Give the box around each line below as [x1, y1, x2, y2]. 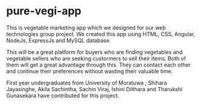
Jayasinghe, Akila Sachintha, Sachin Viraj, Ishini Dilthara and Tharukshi [6, 85, 183, 92]
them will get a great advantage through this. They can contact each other [6, 61, 191, 68]
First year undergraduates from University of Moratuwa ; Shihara [6, 79, 167, 86]
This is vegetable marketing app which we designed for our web [6, 24, 166, 31]
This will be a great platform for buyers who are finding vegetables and [6, 48, 183, 55]
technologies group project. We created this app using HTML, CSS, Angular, [6, 30, 196, 37]
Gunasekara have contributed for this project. [6, 92, 120, 99]
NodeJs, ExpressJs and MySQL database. [6, 37, 111, 44]
